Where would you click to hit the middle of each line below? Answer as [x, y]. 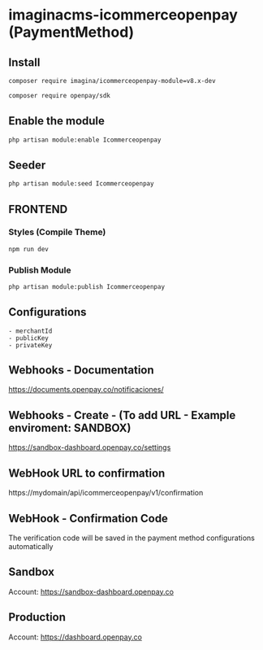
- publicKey [28, 338]
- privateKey [30, 345]
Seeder [27, 165]
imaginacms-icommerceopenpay [123, 15]
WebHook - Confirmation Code [88, 518]
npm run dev [28, 249]
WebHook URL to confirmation [87, 473]
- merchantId [30, 331]
